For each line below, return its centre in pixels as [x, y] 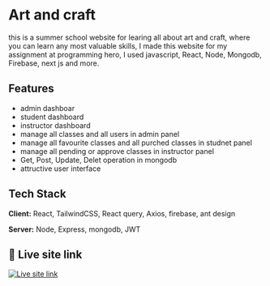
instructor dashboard [55, 125]
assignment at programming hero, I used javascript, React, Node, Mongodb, [135, 54]
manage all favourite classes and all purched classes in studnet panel [136, 143]
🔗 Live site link [45, 254]
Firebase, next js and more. [54, 63]
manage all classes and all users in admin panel [100, 134]
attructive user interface [60, 169]
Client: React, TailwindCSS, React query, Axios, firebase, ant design [122, 213]
